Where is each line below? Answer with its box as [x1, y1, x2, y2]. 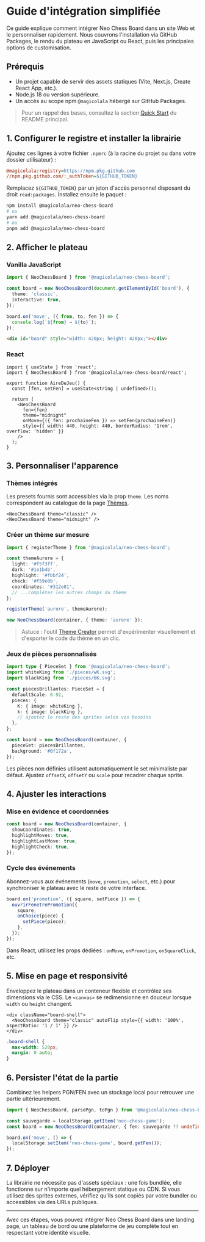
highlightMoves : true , [12, 833, 70, 839]
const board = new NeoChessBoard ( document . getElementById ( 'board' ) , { [6, 285, 190, 292]
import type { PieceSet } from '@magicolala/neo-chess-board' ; [6, 664, 171, 670]
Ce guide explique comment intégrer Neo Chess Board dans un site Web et [6, 24, 195, 32]
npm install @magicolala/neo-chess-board [6, 203, 113, 209]
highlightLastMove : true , [12, 838, 78, 844]
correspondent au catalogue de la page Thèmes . [6, 499, 129, 507]
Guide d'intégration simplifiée [6, 4, 160, 18]
